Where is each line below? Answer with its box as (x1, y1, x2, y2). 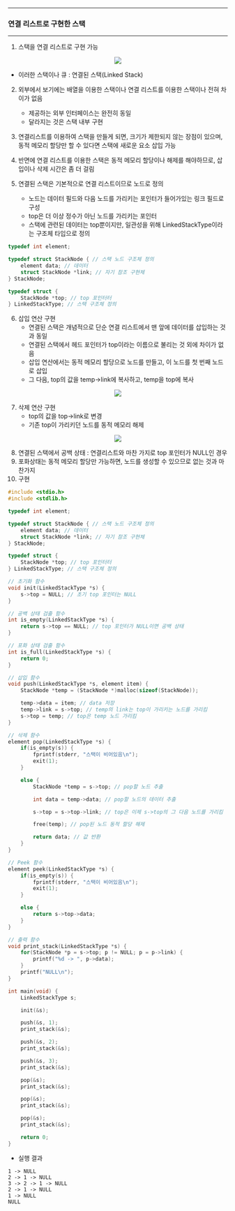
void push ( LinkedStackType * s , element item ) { (8, 681, 149, 688)
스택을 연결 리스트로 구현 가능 (17, 43, 98, 51)
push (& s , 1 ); (20, 1019, 59, 1026)
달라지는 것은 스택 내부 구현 (28, 118, 103, 126)
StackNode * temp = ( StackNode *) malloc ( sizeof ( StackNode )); (20, 687, 199, 694)
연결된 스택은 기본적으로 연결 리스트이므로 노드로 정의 (17, 179, 164, 188)
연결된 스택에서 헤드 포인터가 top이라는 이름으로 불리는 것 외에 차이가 (28, 340, 217, 349)
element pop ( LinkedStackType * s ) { (8, 738, 112, 745)
